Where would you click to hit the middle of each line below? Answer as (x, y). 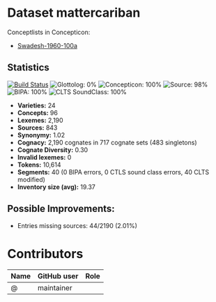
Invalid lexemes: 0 (44, 157)
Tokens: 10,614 (39, 165)
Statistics (29, 68)
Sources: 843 (37, 128)
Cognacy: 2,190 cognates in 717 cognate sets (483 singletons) (107, 142)
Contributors (45, 254)
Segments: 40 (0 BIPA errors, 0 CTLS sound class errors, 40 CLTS (113, 172)
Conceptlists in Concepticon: (49, 32)
